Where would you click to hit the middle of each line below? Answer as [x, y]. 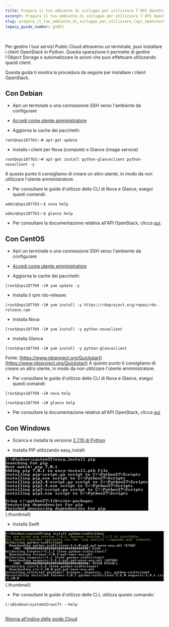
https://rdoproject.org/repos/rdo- [121, 305]
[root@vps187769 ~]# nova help [38, 394]
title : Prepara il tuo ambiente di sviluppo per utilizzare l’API [76, 11]
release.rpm [18, 310]
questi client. [19, 62]
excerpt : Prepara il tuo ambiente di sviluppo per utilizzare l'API [78, 16]
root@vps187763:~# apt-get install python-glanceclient [65, 160]
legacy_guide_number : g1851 [35, 27]
